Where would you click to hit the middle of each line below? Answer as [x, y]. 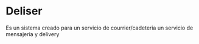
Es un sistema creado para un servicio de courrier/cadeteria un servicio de [100, 28]
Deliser [24, 11]
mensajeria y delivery [33, 34]
